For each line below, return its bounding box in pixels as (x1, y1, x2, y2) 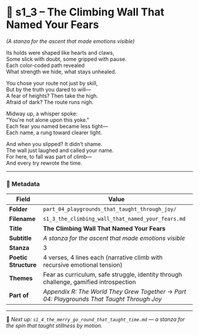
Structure (9, 261, 37, 269)
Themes (9, 274, 33, 283)
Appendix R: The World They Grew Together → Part (43, 287, 187, 296)
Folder (9, 205, 28, 213)
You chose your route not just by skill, (6, 80, 98, 87)
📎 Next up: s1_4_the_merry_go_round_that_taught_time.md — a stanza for (6, 316, 185, 323)
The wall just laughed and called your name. (6, 147, 114, 154)
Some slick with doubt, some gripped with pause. (6, 55, 127, 62)
